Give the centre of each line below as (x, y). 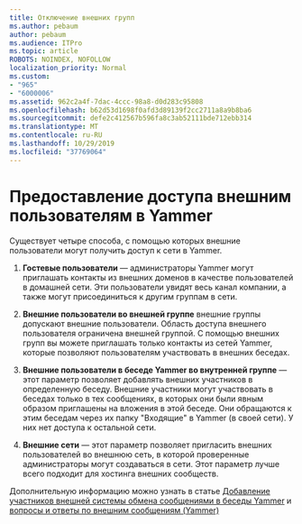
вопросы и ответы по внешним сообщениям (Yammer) (114, 510)
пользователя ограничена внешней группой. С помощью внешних (151, 333)
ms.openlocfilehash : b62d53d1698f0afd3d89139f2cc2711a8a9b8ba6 (131, 110)
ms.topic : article (44, 51)
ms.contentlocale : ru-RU (56, 135)
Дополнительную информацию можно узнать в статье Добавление (140, 491)
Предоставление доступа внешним (150, 196)
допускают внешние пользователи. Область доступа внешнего (144, 323)
